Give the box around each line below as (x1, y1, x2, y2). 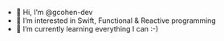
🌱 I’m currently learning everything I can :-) (15, 24, 159, 33)
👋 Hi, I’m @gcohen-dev (15, 8, 93, 17)
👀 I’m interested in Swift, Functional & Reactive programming (15, 16, 217, 25)
